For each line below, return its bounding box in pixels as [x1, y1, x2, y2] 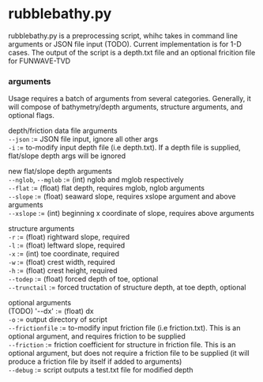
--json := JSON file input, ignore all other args [8, 134, 159, 144]
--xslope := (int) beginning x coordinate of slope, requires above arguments [8, 209, 255, 218]
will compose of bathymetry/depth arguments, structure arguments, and [8, 102, 243, 112]
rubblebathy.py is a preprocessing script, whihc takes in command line [8, 31, 239, 40]
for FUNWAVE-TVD [8, 56, 71, 66]
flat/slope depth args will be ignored [8, 151, 126, 161]
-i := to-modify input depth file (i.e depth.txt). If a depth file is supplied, [8, 143, 241, 153]
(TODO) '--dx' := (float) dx [8, 306, 94, 316]
